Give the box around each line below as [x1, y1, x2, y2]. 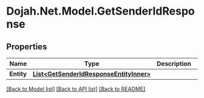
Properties [6, 41, 47, 52]
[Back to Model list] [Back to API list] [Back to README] [6, 85, 146, 93]
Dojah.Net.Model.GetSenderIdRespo [6, 4, 195, 18]
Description [157, 60, 191, 68]
